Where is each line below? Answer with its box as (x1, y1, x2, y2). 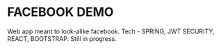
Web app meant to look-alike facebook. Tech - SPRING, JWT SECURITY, (7, 27, 215, 35)
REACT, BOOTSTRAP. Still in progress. (7, 34, 117, 42)
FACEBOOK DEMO (7, 4, 114, 20)
